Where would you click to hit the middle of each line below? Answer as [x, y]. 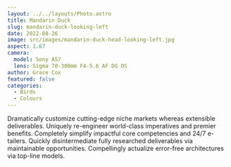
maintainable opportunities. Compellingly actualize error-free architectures [115, 148]
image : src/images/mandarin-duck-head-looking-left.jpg [91, 40]
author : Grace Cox [34, 72]
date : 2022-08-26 [33, 33]
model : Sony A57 [37, 60]
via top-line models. [36, 156]
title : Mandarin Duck [39, 20]
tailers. [17, 141]
